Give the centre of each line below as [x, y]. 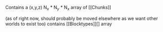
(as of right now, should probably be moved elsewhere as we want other [81, 18]
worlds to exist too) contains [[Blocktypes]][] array [59, 24]
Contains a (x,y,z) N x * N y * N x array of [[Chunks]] [58, 8]
